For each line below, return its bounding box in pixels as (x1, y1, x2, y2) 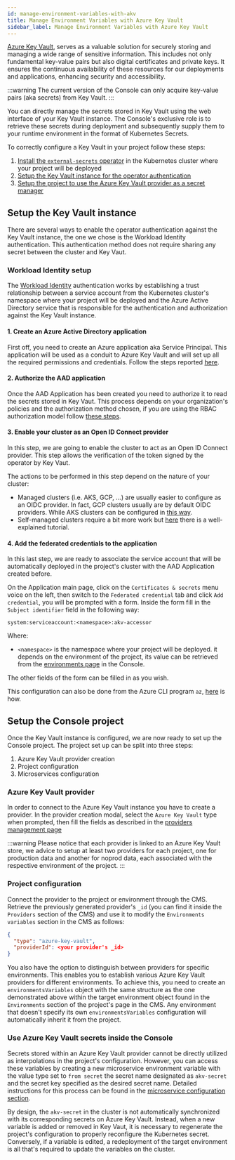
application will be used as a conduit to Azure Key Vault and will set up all (7, 350, 220, 359)
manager (17, 187, 44, 195)
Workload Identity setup (7, 265, 92, 275)
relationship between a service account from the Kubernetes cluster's (7, 289, 209, 297)
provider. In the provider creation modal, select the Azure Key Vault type (7, 810, 217, 819)
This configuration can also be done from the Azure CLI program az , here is (7, 687, 226, 696)
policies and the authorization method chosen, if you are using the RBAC (7, 404, 217, 413)
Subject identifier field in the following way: (7, 605, 140, 614)
